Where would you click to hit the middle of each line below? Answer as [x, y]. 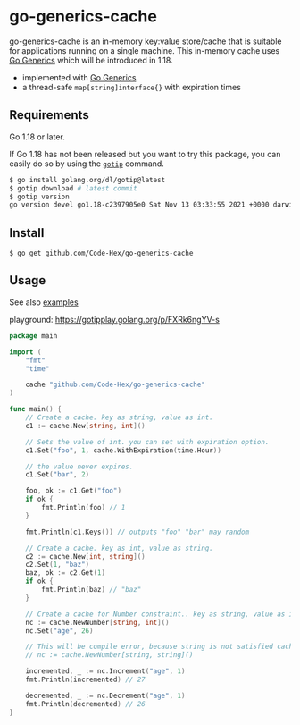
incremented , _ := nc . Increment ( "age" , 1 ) [105, 671]
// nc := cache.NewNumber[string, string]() [109, 655]
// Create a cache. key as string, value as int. [120, 417]
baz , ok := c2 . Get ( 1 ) [65, 573]
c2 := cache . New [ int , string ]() [85, 556]
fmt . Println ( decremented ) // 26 [85, 704]
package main [33, 336]
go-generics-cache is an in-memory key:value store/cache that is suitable [146, 41]
